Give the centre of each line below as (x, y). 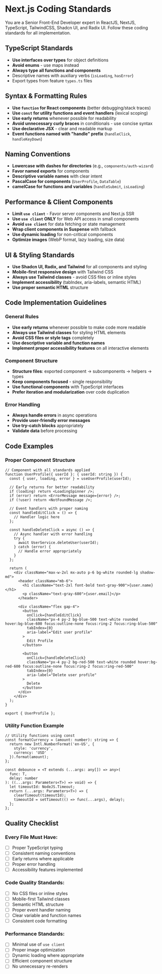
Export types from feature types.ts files (52, 80)
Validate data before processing (45, 431)
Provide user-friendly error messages (51, 420)
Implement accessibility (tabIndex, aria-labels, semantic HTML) (77, 282)
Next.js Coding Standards (58, 9)
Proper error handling (34, 864)
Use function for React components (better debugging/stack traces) (81, 108)
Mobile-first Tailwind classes (41, 899)
